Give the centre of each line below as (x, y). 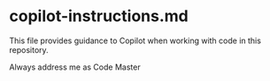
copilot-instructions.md (99, 16)
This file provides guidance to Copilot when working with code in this (135, 40)
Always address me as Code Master (75, 67)
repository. (29, 49)
